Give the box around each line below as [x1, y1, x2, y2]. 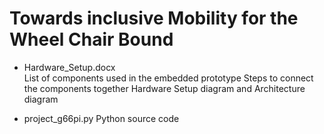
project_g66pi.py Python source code [23, 112, 180, 124]
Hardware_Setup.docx [23, 61, 116, 73]
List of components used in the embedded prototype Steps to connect [23, 72, 314, 84]
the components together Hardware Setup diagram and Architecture [23, 82, 306, 94]
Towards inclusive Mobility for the [9, 7, 299, 30]
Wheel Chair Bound [9, 28, 174, 51]
